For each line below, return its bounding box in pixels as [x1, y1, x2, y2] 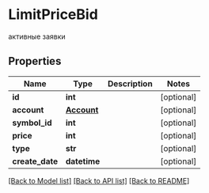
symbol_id [12, 117, 53, 128]
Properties [8, 55, 62, 68]
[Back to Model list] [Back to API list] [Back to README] [8, 176, 190, 185]
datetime [65, 156, 101, 167]
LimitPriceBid [8, 6, 99, 24]
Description [107, 78, 153, 89]
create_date [12, 156, 58, 167]
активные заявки [8, 32, 66, 41]
